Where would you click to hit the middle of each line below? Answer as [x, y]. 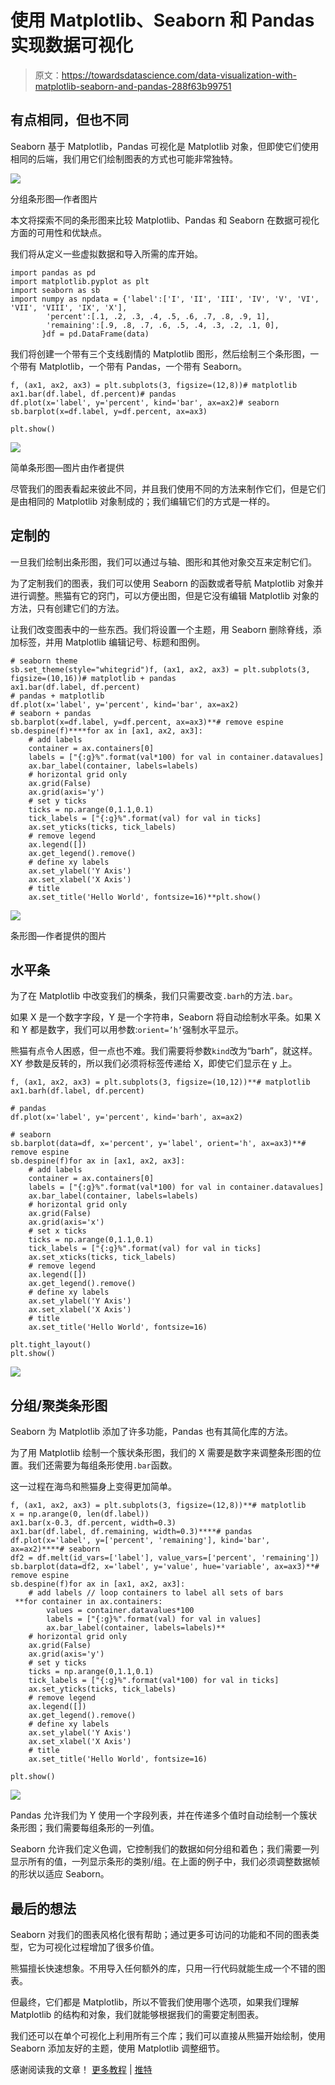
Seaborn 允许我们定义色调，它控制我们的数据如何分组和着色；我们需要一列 [165, 1849]
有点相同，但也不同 [69, 120]
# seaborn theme [44, 661]
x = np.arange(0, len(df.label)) [80, 1514]
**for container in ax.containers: [88, 1602]
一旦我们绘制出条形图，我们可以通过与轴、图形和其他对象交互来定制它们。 [163, 562]
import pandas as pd [53, 272]
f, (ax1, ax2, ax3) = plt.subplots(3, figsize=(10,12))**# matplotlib [160, 1082]
